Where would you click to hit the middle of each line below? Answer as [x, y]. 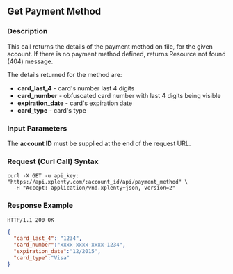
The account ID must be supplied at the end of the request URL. [99, 143]
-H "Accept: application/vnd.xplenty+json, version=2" [95, 188]
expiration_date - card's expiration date [75, 103]
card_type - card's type [52, 110]
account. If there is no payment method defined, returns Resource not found [116, 54]
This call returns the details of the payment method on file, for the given [110, 46]
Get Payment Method [54, 11]
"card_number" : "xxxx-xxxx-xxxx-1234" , [70, 245]
